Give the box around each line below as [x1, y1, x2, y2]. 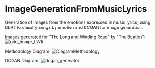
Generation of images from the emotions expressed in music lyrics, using [5, 19, 151, 25]
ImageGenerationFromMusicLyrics [5, 3, 147, 14]
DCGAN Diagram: [5, 57, 40, 63]
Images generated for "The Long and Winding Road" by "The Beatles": [5, 34, 146, 40]
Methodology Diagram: [5, 48, 51, 54]
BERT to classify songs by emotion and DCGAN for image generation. [5, 24, 143, 30]
